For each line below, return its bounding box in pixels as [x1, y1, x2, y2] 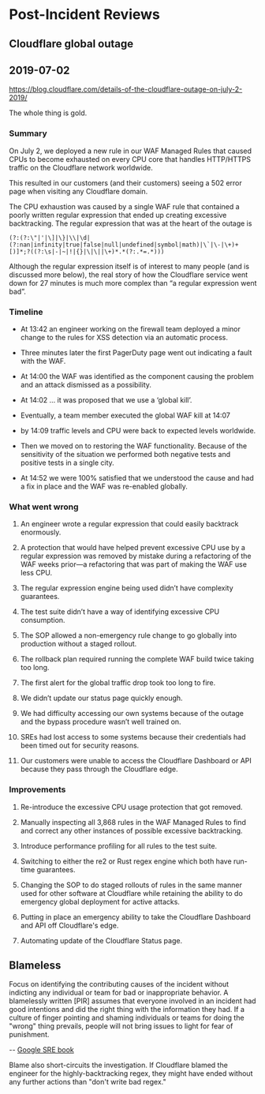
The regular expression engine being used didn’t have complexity [20, 583, 233, 593]
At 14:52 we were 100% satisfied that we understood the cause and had [20, 473, 255, 482]
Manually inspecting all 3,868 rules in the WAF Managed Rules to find [20, 817, 247, 826]
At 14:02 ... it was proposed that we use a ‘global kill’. [20, 395, 192, 404]
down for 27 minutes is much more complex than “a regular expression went [9, 278, 257, 287]
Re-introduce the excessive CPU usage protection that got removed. [20, 802, 243, 811]
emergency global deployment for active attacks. [20, 897, 181, 906]
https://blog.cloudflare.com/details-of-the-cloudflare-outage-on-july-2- [9, 84, 243, 94]
